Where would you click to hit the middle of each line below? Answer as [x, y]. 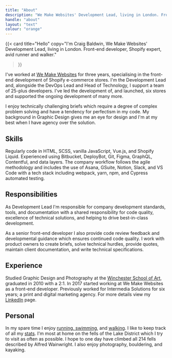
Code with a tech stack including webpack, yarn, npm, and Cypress [77, 173]
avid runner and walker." [31, 55]
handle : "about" [23, 19]
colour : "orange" [24, 29]
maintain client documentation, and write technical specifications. [75, 249]
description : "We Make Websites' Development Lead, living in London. [82, 15]
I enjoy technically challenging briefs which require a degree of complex [81, 106]
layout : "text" [21, 24]
